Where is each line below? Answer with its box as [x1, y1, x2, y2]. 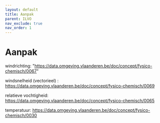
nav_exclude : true [5, 21, 43, 26]
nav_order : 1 [5, 26, 32, 31]
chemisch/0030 [5, 113, 37, 119]
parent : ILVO [5, 16, 32, 21]
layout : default [5, 7, 38, 12]
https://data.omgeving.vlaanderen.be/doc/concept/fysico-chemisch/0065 [5, 98, 155, 104]
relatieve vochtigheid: [5, 92, 49, 98]
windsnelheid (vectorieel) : [5, 78, 59, 84]
